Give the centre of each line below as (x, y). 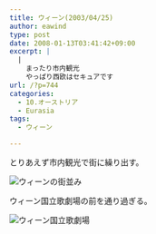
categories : (32, 93)
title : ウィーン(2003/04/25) (62, 18)
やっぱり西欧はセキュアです (69, 77)
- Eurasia (36, 111)
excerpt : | (30, 52)
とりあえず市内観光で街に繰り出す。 (77, 162)
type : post (30, 34)
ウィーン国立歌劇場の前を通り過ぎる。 (81, 201)
